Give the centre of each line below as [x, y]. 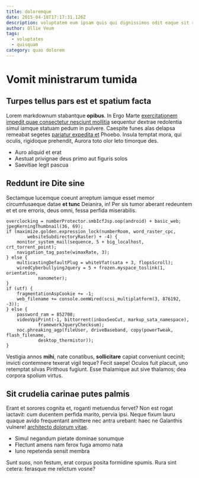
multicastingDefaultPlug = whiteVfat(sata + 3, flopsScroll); [95, 262]
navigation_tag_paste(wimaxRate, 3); [63, 252]
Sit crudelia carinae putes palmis [68, 394]
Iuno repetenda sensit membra [52, 451]
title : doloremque [29, 12]
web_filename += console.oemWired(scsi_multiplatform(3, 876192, [99, 299]
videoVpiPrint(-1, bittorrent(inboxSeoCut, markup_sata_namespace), [103, 320]
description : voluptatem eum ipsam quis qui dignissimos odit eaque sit [98, 23]
